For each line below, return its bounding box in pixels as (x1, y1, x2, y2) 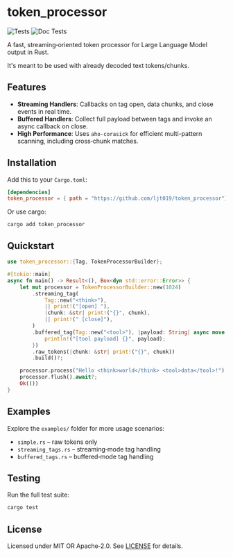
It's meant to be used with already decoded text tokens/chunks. (7, 61, 189, 69)
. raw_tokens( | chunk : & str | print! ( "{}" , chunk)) (32, 348, 175, 355)
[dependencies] (7, 189, 51, 196)
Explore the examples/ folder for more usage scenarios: (7, 424, 165, 432)
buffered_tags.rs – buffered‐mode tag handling (17, 452, 154, 461)
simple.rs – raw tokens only (17, 438, 98, 446)
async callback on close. (17, 122, 89, 130)
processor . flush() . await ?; (19, 374, 98, 381)
